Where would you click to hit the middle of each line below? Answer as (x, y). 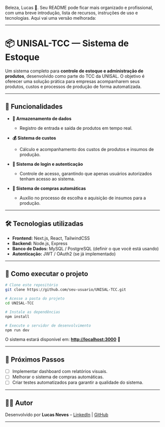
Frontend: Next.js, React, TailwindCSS (51, 238)
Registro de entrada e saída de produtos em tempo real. (76, 128)
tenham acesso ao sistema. (47, 179)
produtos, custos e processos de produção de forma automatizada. (73, 87)
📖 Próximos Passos (35, 359)
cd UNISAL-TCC (20, 303)
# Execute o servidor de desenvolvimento (48, 325)
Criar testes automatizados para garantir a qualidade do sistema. (78, 382)
